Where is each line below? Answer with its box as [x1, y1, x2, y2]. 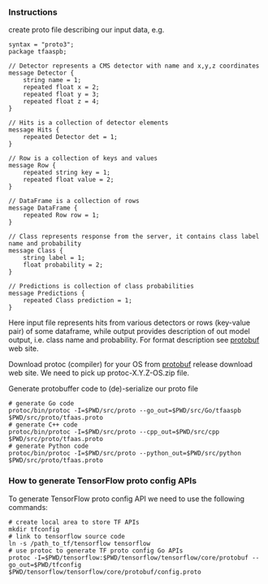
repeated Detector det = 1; [23, 133, 118, 141]
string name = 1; [23, 76, 82, 84]
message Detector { [8, 69, 75, 77]
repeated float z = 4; [23, 97, 100, 106]
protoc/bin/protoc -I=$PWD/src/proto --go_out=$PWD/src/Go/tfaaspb [8, 407, 242, 415]
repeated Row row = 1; [23, 211, 100, 219]
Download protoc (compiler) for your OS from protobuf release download [8, 360, 253, 370]
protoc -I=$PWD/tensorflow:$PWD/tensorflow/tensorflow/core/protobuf [8, 553, 249, 562]
